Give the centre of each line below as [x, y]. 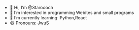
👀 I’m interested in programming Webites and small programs [72, 13]
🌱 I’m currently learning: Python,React [48, 18]
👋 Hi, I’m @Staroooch [31, 7]
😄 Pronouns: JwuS [29, 23]
